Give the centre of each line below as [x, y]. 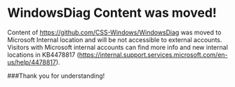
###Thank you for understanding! [56, 76]
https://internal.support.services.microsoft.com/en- [153, 55]
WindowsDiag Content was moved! [112, 13]
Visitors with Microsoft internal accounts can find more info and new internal [117, 47]
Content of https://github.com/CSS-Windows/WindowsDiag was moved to [114, 32]
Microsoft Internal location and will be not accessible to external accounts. [115, 39]
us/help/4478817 [32, 62]
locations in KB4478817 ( [43, 55]
